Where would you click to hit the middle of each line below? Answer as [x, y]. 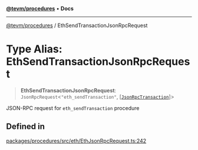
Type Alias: [34, 49]
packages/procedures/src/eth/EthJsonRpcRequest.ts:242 [76, 141]
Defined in [26, 127]
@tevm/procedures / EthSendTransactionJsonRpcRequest [77, 25]
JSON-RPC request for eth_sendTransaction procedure [73, 108]
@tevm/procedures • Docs [40, 9]
